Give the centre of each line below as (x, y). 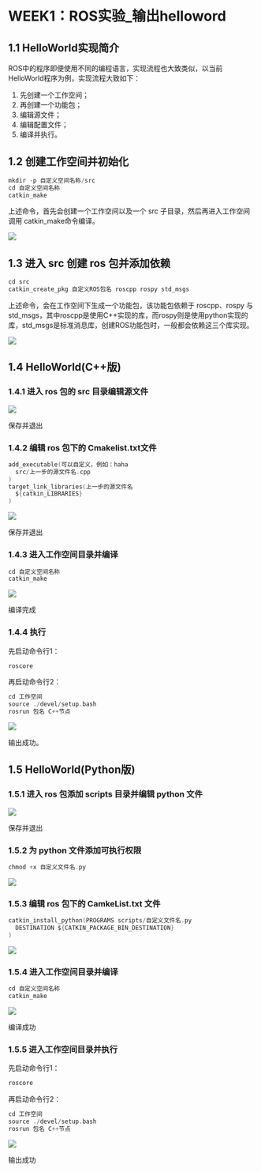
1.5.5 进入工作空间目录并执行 (63, 1050)
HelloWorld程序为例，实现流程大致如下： (74, 78)
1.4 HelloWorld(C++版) (65, 367)
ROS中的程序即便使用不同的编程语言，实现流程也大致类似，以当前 (116, 68)
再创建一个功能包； (51, 105)
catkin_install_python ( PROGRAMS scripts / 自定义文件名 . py (100, 921)
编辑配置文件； (44, 124)
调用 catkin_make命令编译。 (54, 221)
